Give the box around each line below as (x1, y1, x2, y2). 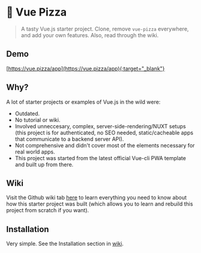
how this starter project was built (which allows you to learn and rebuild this (6, 200, 193, 207)
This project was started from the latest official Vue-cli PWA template (14, 154, 186, 161)
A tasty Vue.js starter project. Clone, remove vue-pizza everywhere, (20, 25, 189, 32)
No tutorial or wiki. (14, 116, 61, 124)
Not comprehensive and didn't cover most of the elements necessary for (14, 141, 195, 149)
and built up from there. (14, 161, 74, 168)
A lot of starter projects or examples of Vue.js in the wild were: (6, 98, 161, 106)
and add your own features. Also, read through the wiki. (20, 31, 159, 38)
